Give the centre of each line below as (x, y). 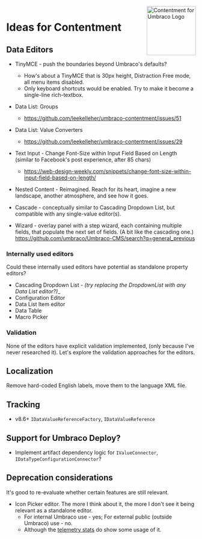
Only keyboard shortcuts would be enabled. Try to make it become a (109, 89)
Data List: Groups (36, 107)
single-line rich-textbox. (54, 95)
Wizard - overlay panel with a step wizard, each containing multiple (98, 226)
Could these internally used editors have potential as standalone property (97, 267)
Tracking (23, 404)
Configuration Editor (40, 298)
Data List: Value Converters (49, 130)
